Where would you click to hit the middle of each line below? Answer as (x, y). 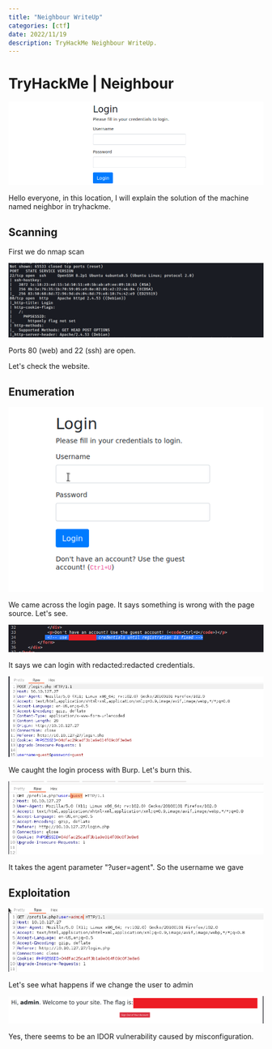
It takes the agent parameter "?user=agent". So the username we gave (126, 867)
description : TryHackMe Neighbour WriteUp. (83, 43)
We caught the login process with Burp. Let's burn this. (100, 770)
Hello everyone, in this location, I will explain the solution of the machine (129, 198)
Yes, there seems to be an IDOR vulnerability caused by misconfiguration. (131, 1036)
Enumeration (42, 392)
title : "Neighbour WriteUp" (56, 17)
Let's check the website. (49, 366)
